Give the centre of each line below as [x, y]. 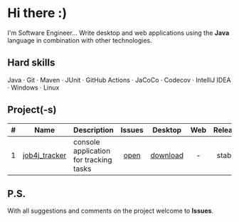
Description [94, 129]
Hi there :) [37, 13]
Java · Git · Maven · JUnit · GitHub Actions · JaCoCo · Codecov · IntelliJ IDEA [119, 80]
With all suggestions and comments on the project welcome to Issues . [111, 211]
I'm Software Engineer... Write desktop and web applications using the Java [118, 33]
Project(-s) [32, 110]
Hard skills [31, 63]
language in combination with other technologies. [80, 40]
